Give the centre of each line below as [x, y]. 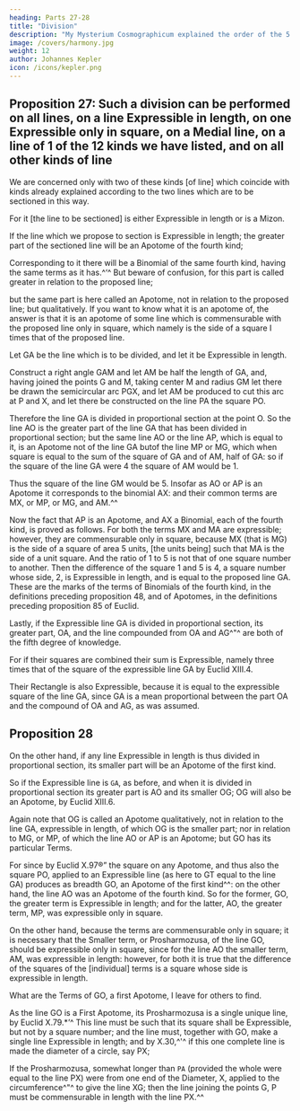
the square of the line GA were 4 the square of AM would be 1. [124, 466]
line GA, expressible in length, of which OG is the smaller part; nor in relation [150, 828]
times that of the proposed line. [67, 337]
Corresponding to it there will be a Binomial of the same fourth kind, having [148, 262]
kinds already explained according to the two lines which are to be [132, 191]
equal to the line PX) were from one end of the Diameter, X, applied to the [145, 1078]
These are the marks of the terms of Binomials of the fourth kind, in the [140, 586]
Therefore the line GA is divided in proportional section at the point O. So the [150, 418]
